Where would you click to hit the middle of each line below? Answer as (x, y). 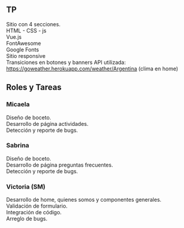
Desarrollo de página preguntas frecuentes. (60, 165)
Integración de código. (34, 212)
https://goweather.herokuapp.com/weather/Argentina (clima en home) (92, 69)
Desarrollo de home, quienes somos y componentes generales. (84, 200)
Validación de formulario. (37, 206)
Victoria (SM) (26, 186)
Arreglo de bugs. (27, 219)
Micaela (18, 104)
